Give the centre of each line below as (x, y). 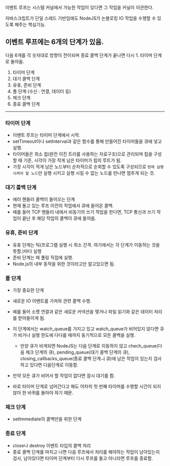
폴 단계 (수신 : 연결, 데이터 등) (42, 91)
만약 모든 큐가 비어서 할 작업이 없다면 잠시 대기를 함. (64, 376)
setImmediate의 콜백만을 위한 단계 (47, 419)
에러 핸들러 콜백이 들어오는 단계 (44, 200)
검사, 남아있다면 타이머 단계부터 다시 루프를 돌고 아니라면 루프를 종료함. (83, 458)
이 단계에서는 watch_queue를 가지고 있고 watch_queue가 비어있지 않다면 (86, 329)
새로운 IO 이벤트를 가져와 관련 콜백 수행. (52, 301)
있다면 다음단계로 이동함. (54, 365)
